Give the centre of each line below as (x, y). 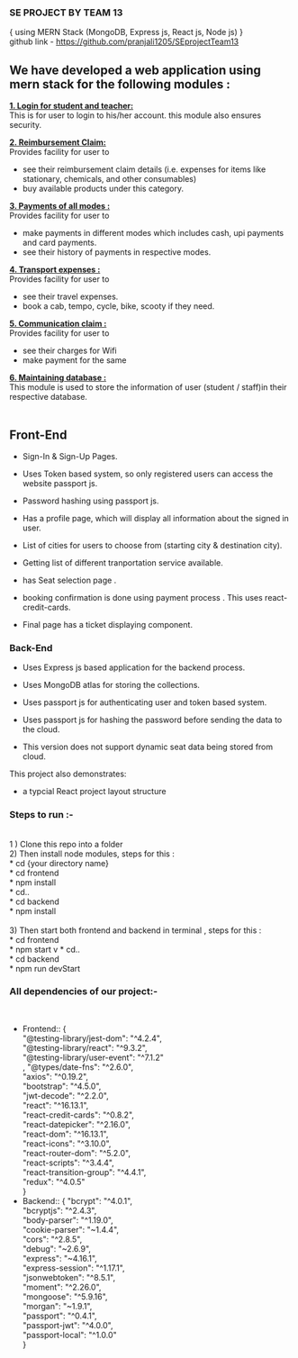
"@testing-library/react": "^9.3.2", (85, 1047)
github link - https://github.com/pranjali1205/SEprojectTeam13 (124, 41)
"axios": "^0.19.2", (55, 1076)
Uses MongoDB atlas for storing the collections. (111, 685)
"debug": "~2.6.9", (57, 1248)
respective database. (49, 397)
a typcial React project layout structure (94, 792)
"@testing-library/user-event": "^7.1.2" (93, 1057)
